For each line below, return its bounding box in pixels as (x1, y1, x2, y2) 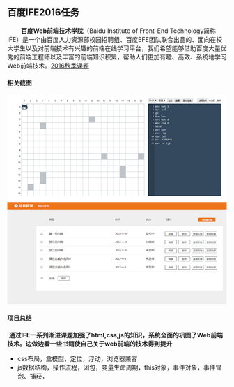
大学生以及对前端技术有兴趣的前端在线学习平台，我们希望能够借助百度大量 (7, 44, 221, 52)
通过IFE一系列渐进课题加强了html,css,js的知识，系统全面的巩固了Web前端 (8, 330, 223, 339)
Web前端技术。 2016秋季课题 (7, 61, 89, 70)
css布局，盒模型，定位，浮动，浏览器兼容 (17, 354, 138, 363)
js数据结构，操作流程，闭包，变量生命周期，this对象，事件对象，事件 (17, 363, 216, 372)
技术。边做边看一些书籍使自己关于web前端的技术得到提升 (7, 339, 173, 348)
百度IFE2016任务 (7, 6, 80, 19)
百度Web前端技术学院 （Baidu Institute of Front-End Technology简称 (20, 27, 216, 35)
